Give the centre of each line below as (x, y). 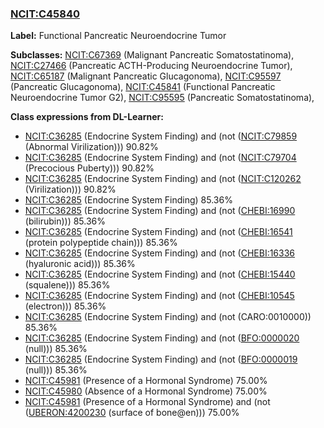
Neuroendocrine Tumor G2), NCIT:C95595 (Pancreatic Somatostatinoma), (162, 98)
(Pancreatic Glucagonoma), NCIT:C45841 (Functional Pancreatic (143, 87)
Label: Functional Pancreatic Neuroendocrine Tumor (118, 36)
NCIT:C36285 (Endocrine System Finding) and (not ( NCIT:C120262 (163, 179)
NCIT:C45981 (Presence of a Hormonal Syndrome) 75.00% (146, 381)
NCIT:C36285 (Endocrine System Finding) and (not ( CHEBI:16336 (160, 253)
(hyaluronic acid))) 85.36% (80, 264)
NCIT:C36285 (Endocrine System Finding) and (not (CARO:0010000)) (168, 317)
